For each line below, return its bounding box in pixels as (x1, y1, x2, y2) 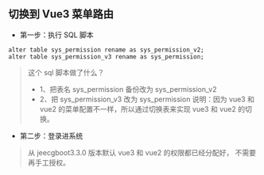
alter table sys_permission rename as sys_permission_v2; (8, 46, 204, 54)
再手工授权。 (27, 158, 70, 167)
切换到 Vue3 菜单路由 (8, 7, 114, 21)
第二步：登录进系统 (19, 131, 83, 140)
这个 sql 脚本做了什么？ (27, 67, 105, 77)
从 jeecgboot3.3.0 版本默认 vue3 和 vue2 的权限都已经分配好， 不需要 (27, 147, 257, 157)
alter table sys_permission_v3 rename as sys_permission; (8, 52, 204, 61)
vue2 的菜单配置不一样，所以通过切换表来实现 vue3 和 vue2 (39, 104, 236, 113)
